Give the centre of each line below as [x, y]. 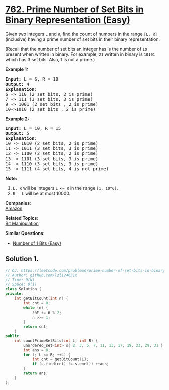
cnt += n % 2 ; [47, 313]
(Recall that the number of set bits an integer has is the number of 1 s [76, 49]
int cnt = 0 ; [37, 303]
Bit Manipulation [22, 223]
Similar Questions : [25, 233]
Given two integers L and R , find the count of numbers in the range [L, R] [81, 34]
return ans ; [36, 373]
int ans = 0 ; [37, 350]
